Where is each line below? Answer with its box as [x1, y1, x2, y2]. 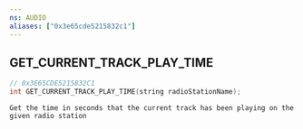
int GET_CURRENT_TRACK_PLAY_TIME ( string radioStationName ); [9, 88, 242, 97]
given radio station [9, 112, 88, 121]
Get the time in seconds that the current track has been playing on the [9, 104, 295, 113]
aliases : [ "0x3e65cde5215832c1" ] [9, 22, 136, 31]
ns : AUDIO [9, 13, 47, 23]
